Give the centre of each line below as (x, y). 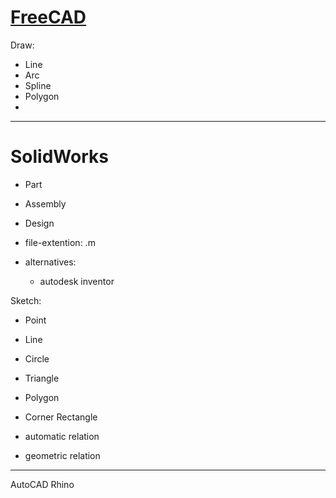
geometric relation (62, 455)
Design (39, 223)
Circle (37, 358)
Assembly (45, 203)
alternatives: (50, 262)
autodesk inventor (77, 281)
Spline (38, 85)
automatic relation (62, 436)
